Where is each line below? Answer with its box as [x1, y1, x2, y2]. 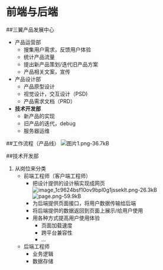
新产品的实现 [23, 112, 55, 119]
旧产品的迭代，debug [23, 119, 76, 127]
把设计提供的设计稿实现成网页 [32, 180, 105, 187]
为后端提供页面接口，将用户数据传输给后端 [32, 199, 136, 207]
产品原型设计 [23, 83, 55, 90]
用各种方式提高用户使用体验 [32, 214, 100, 222]
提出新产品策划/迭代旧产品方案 [23, 60, 99, 68]
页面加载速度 [41, 222, 73, 229]
